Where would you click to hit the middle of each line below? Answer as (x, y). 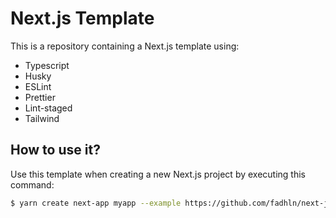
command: (32, 184)
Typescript (47, 65)
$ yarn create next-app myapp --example (96, 203)
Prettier (40, 97)
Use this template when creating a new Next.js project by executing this (158, 174)
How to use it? (55, 150)
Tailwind (42, 118)
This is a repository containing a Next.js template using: (125, 46)
